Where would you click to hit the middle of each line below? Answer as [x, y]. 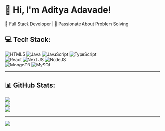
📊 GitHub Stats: [30, 85]
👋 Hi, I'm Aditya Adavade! [58, 10]
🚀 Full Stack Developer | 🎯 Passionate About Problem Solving [67, 24]
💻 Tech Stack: [28, 40]
